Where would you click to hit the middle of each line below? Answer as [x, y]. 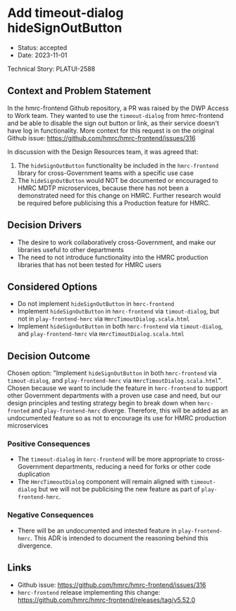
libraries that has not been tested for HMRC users [89, 265]
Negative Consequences [50, 515]
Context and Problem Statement [79, 91]
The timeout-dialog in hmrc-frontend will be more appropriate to [111, 459]
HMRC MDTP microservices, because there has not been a [103, 188]
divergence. [35, 545]
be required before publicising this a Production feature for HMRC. [114, 203]
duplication [34, 474]
